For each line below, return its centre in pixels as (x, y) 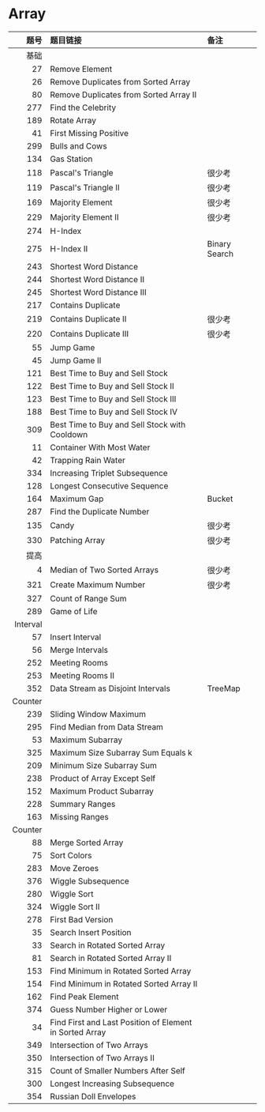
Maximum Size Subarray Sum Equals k (121, 752)
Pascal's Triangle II (85, 187)
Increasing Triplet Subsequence (109, 473)
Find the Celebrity (83, 107)
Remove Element (81, 69)
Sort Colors (71, 855)
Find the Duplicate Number (100, 511)
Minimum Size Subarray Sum (104, 765)
